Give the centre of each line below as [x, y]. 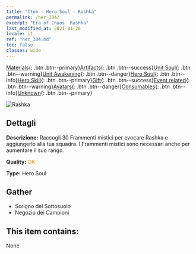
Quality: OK [21, 162]
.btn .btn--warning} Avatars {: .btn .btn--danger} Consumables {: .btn [88, 86]
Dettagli [21, 123]
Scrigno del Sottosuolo [43, 206]
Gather [19, 192]
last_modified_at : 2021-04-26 [44, 28]
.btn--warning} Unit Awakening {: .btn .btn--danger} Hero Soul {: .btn [88, 74]
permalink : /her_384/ [33, 17]
